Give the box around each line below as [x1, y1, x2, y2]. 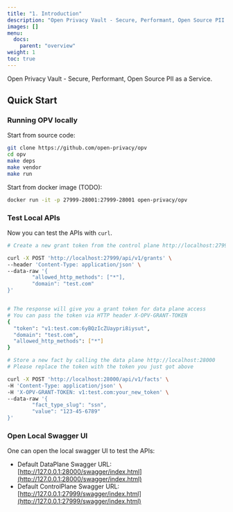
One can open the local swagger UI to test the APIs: [7, 447, 155, 455]
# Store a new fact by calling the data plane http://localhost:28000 [7, 357, 216, 364]
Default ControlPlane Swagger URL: [17, 482, 120, 490]
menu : [7, 29, 23, 37]
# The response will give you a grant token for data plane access [7, 306, 207, 313]
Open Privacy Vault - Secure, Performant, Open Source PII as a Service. [7, 74, 213, 83]
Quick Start [7, 94, 58, 106]
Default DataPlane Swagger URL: [17, 460, 112, 469]
